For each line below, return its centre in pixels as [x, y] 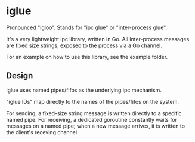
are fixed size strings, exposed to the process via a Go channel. [84, 45]
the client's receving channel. [42, 132]
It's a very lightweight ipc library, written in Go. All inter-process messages [98, 39]
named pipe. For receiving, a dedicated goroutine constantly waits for [92, 119]
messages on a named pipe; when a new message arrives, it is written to [96, 126]
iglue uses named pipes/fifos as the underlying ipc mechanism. [84, 90]
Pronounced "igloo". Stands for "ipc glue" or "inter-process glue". [87, 27]
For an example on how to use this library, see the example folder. [87, 57]
